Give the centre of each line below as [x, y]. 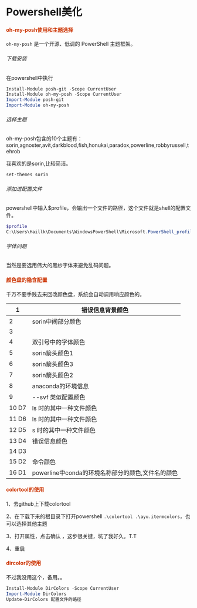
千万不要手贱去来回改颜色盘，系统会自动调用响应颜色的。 [75, 294]
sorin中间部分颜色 [57, 321]
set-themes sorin [27, 175]
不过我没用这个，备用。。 [36, 577]
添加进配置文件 [24, 189]
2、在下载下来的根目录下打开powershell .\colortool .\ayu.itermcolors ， [96, 516]
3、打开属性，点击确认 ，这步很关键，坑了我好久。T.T [71, 536]
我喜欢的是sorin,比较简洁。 [39, 164]
